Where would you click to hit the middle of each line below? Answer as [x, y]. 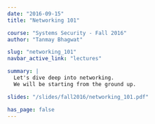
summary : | [23, 71]
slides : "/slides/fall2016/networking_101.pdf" [78, 97]
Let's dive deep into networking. [64, 78]
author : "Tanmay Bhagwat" [45, 39]
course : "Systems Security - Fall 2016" [67, 33]
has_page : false [31, 109]
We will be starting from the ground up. [75, 84]
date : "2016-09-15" [36, 14]
